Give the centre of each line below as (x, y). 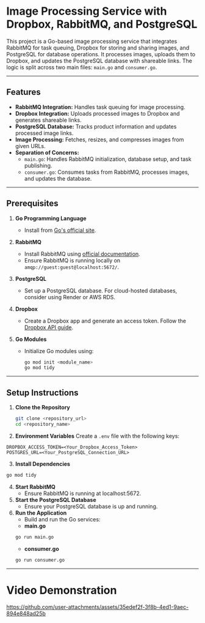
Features (23, 92)
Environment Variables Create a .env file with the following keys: (97, 436)
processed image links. (44, 133)
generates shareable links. (48, 120)
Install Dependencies (42, 464)
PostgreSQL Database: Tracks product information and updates (96, 126)
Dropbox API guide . (49, 327)
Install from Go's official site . (60, 230)
